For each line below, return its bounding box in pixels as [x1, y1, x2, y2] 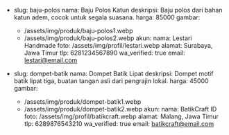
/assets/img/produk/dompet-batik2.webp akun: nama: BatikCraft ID [24, 105, 217, 113]
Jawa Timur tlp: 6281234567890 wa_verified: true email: [24, 48, 185, 57]
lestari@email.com [24, 56, 78, 64]
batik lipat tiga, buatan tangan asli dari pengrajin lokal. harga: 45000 [13, 77, 210, 85]
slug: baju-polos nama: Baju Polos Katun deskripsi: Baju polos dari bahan [13, 6, 223, 14]
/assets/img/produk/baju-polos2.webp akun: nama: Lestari [24, 34, 192, 42]
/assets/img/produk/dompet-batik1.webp [24, 98, 142, 106]
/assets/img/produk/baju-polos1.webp [24, 27, 133, 35]
